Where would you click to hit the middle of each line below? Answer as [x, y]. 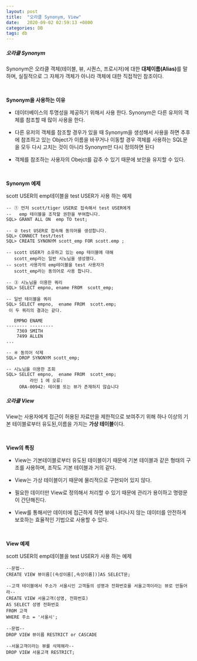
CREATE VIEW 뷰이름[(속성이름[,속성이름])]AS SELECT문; [68, 575]
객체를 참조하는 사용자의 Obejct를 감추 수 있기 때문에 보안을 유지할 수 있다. [100, 160]
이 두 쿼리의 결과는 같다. [35, 311]
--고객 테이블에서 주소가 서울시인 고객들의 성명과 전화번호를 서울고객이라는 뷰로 [89, 586]
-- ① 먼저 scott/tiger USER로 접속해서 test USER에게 [68, 208]
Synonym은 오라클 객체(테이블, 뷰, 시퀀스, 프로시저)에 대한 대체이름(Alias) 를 [94, 69]
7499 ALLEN [30, 336]
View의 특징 [20, 448]
